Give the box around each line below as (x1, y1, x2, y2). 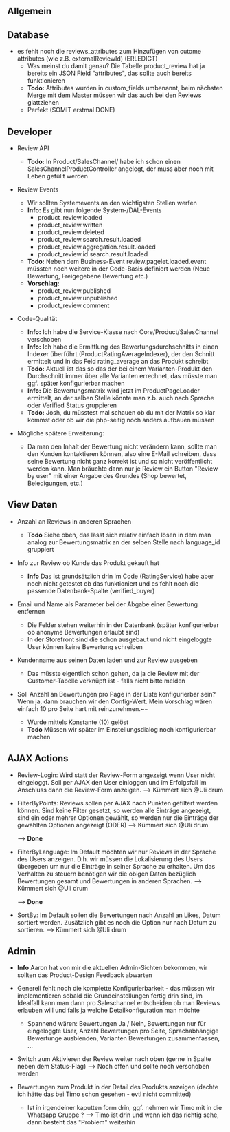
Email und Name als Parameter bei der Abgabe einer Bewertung (16, 599, 198, 608)
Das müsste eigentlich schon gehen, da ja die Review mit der (27, 669, 200, 677)
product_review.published (37, 287, 111, 295)
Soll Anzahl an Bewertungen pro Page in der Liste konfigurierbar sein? (16, 690, 216, 698)
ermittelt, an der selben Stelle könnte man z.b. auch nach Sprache (27, 394, 214, 402)
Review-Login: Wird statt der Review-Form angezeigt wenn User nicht (16, 771, 215, 779)
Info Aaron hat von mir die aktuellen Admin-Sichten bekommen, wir (16, 964, 208, 972)
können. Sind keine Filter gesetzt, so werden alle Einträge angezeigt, (16, 806, 211, 814)
